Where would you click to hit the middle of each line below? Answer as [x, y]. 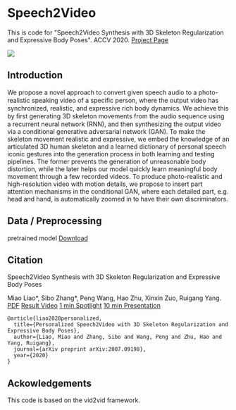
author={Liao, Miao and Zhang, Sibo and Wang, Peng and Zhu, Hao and [118, 337]
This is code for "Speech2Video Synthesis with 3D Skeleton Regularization [116, 32]
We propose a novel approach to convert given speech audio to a [102, 92]
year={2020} [31, 356]
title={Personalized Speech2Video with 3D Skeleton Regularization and [121, 325]
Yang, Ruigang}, [31, 343]
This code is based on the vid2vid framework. [74, 400]
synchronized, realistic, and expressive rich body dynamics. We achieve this [118, 108]
